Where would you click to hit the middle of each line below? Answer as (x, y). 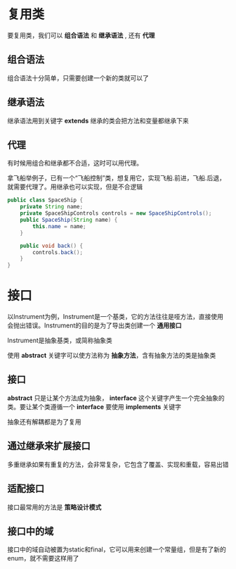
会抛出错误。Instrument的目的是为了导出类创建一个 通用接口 (94, 325)
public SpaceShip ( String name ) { (69, 220)
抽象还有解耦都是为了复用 (44, 421)
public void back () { (51, 246)
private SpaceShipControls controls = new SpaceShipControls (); (116, 213)
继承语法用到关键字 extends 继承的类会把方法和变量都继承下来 (98, 120)
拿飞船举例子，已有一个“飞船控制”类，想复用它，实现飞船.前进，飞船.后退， (117, 178)
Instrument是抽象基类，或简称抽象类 (60, 340)
